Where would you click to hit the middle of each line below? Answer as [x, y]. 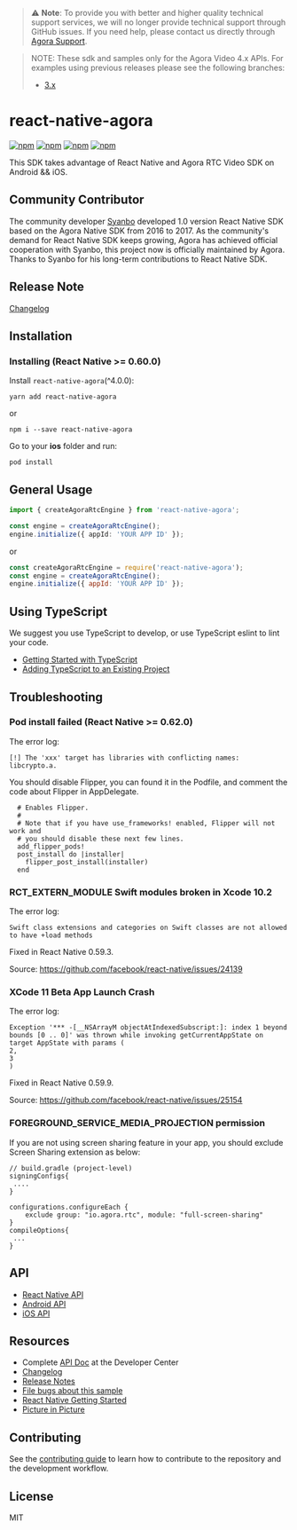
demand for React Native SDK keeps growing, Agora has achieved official [144, 240]
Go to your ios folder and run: [63, 446]
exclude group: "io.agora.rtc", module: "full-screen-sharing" [145, 1215]
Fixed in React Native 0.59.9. [62, 1083]
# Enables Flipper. [53, 808]
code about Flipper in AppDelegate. [74, 791]
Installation [41, 336]
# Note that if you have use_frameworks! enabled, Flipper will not [146, 823]
